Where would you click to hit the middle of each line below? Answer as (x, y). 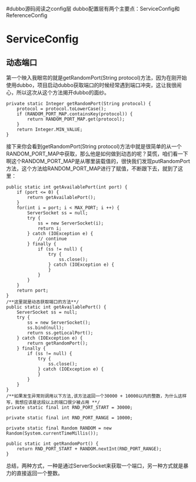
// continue (52, 239)
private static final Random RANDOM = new (59, 428)
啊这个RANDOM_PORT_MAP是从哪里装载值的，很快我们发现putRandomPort (98, 161)
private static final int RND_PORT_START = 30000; (69, 408)
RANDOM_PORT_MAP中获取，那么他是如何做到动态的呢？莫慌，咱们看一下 (97, 154)
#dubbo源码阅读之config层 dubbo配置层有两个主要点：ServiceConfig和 (93, 9)
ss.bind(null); (46, 328)
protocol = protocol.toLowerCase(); (62, 109)
